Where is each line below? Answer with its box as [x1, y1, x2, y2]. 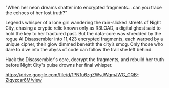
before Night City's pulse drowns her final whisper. [5, 62, 113, 68]
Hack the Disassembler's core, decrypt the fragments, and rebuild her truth [5, 56, 164, 63]
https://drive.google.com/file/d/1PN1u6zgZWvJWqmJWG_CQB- [5, 72, 139, 78]
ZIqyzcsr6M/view [5, 77, 43, 83]
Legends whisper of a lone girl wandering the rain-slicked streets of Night [5, 20, 161, 25]
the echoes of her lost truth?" [5, 10, 68, 16]
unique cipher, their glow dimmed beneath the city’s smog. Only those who [5, 41, 163, 47]
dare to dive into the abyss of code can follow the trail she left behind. [5, 47, 153, 52]
